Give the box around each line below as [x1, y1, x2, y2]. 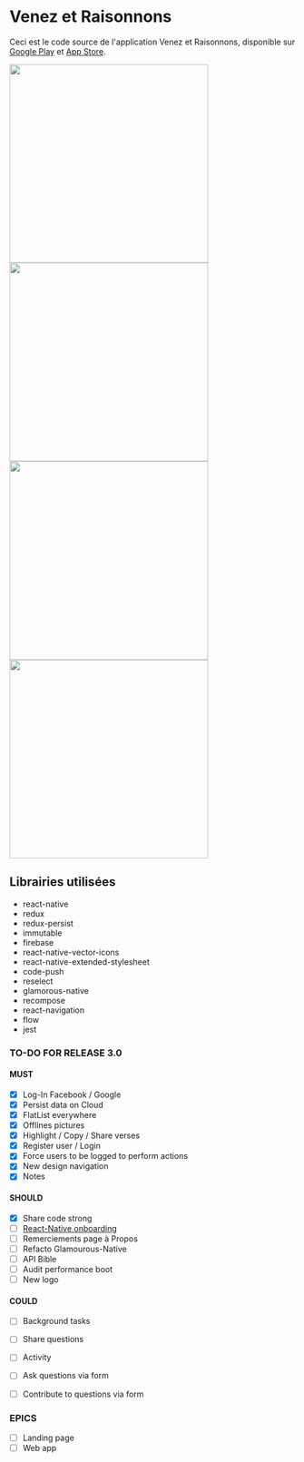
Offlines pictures [22, 1120, 85, 1131]
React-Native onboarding [22, 1222, 118, 1233]
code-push [22, 966, 64, 976]
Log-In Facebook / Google [22, 1089, 122, 1100]
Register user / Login [22, 1141, 102, 1152]
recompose [22, 995, 66, 1006]
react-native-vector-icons [22, 947, 120, 957]
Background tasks [22, 1316, 91, 1327]
